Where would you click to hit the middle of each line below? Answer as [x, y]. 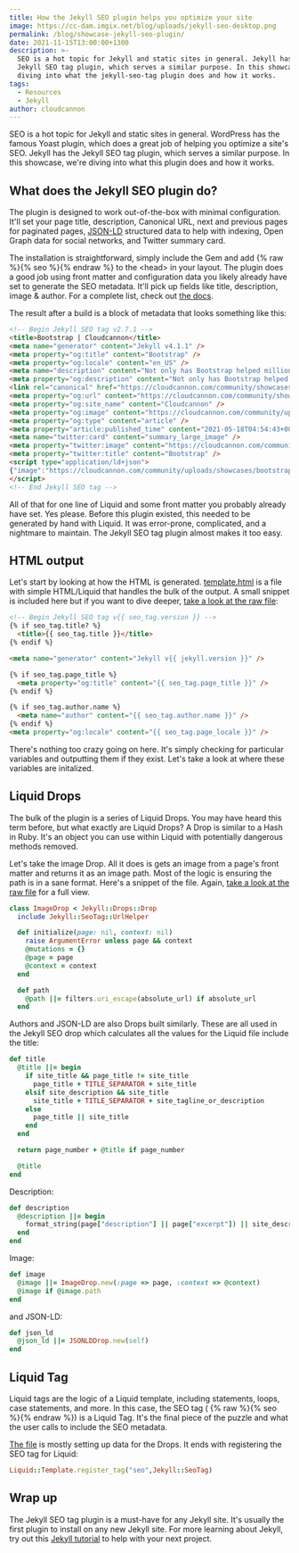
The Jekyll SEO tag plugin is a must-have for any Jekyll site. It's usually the [147, 1519]
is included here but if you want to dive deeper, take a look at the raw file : [144, 601]
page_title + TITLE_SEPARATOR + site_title [115, 1084]
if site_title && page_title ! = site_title [107, 1076]
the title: [24, 1043]
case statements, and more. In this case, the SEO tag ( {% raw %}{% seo [143, 1408]
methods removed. [44, 846]
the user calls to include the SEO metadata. [88, 1427]
